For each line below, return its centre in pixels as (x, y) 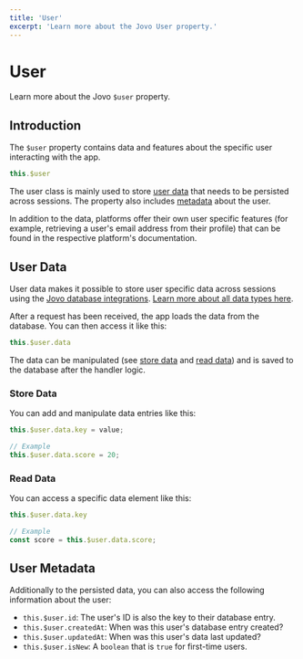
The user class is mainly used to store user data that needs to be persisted (149, 192)
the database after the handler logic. (77, 370)
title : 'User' (36, 18)
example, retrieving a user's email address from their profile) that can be (145, 228)
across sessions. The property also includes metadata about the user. (140, 201)
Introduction (45, 126)
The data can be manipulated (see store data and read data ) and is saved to (151, 360)
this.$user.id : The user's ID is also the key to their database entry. (149, 618)
